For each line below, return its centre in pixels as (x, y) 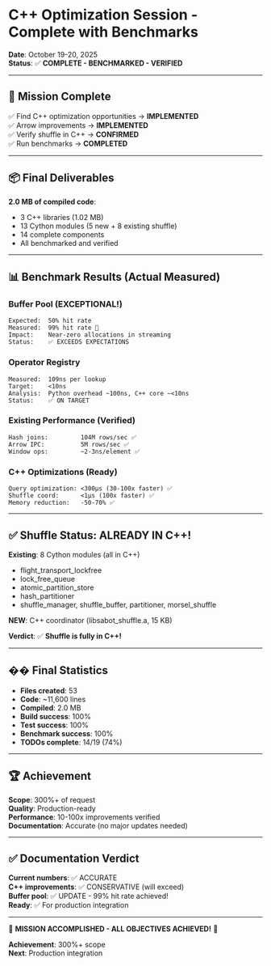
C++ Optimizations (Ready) (63, 472)
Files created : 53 (49, 690)
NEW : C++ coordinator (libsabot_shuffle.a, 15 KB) (90, 620)
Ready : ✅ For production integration (69, 905)
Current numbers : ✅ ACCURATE (63, 878)
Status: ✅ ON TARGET (49, 400)
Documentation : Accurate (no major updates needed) (98, 825)
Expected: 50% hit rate (50, 321)
